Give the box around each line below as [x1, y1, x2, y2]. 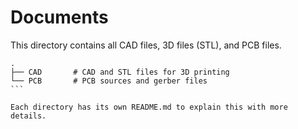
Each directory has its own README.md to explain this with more [10, 102, 288, 112]
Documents [10, 6, 109, 29]
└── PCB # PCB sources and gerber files [10, 76, 208, 86]
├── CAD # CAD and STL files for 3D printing [10, 67, 230, 77]
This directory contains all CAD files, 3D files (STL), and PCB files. [10, 39, 282, 51]
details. [10, 111, 47, 121]
